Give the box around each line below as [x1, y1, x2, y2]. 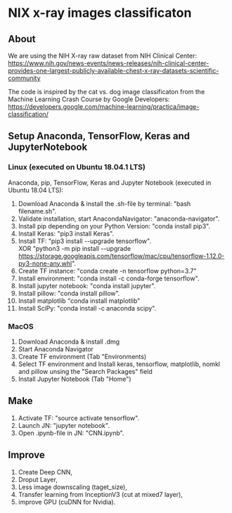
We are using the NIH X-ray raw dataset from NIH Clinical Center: [8, 51, 198, 60]
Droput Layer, [18, 475, 58, 483]
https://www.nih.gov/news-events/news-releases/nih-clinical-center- [8, 59, 210, 67]
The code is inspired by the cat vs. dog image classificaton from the [8, 88, 205, 96]
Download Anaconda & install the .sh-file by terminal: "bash [18, 199, 191, 208]
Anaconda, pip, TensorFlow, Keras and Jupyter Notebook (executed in [8, 178, 212, 187]
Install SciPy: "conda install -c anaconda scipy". [18, 304, 157, 312]
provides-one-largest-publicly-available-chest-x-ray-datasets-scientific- [8, 67, 219, 74]
